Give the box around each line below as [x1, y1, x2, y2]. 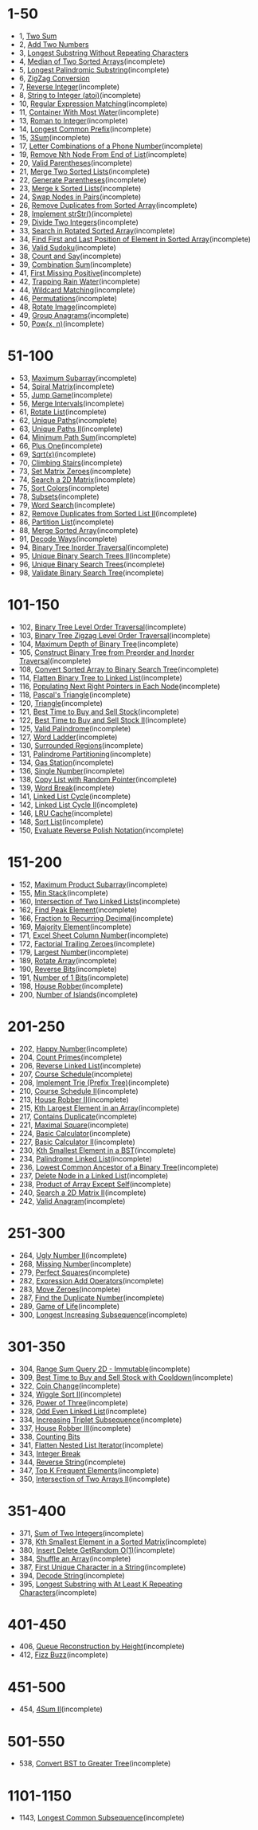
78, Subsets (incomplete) [18, 492, 100, 501]
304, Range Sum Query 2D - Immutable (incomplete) [18, 1364, 190, 1373]
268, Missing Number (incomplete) [18, 1259, 132, 1268]
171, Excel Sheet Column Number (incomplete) [18, 930, 169, 940]
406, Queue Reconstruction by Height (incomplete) [18, 1642, 185, 1652]
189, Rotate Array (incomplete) [18, 955, 117, 965]
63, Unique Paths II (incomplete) [18, 424, 123, 433]
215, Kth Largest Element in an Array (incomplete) [18, 1103, 180, 1112]
